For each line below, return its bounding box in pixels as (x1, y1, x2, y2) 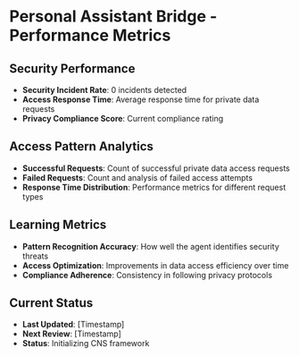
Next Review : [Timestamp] (21, 328, 122, 339)
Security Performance (9, 61, 136, 76)
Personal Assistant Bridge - (9, 6, 218, 27)
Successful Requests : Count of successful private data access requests (21, 163, 290, 174)
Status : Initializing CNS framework (21, 338, 150, 349)
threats (21, 251, 49, 261)
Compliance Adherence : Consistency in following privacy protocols (21, 269, 273, 280)
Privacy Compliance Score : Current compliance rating (21, 114, 224, 123)
